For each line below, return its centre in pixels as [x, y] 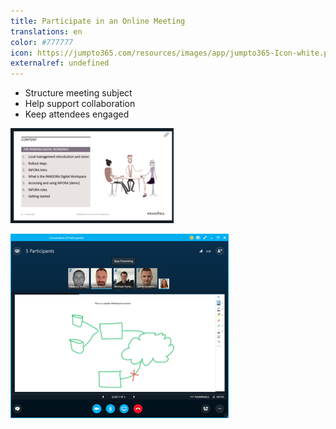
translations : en [46, 31]
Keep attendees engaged [77, 114]
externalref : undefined [60, 63]
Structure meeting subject [78, 93]
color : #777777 [42, 42]
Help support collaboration [80, 104]
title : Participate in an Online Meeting [98, 21]
